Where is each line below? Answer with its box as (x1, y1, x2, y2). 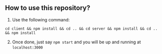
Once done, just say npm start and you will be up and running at (12, 39, 141, 45)
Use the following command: (12, 17, 70, 22)
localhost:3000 (12, 45, 43, 50)
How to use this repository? (5, 4, 90, 12)
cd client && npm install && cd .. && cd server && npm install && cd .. (5, 26, 158, 31)
